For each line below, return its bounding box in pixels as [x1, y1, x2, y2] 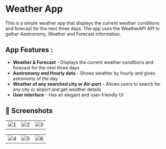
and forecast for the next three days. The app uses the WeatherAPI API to [5, 25, 160, 31]
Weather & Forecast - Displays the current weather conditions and [12, 59, 154, 65]
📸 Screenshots [5, 107, 53, 115]
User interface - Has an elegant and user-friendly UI [12, 91, 124, 97]
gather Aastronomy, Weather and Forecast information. [5, 31, 121, 37]
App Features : [5, 45, 53, 54]
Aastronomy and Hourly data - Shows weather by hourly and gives [12, 70, 156, 76]
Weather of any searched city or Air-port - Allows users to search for [12, 81, 161, 87]
